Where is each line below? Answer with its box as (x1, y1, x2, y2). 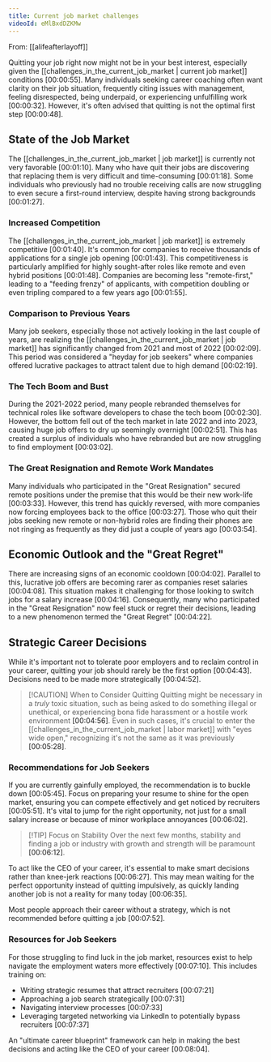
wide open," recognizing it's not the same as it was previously (28, 733, 235, 743)
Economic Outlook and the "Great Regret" (8, 547, 224, 561)
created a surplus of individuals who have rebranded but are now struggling (8, 434, 261, 443)
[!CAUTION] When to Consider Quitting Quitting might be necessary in (28, 690, 263, 700)
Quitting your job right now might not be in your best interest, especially (8, 58, 248, 67)
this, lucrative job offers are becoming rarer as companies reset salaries (8, 577, 248, 588)
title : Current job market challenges (8, 11, 139, 20)
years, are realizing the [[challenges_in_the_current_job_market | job (8, 334, 236, 345)
